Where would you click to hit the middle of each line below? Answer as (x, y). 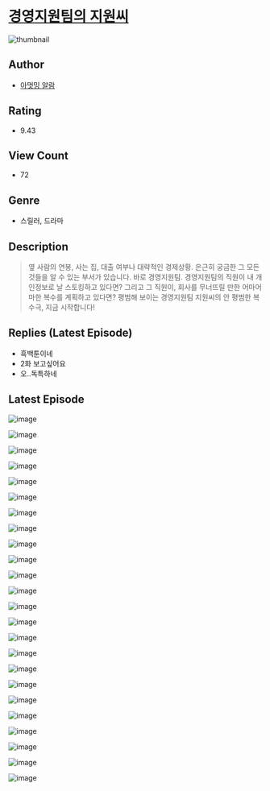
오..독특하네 (39, 373)
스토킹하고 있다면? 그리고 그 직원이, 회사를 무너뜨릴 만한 (152, 287)
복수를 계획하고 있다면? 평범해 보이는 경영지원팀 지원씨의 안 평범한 (147, 297)
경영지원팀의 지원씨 (69, 17)
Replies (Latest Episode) (71, 333)
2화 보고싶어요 (43, 363)
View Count (38, 155)
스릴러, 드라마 (42, 221)
